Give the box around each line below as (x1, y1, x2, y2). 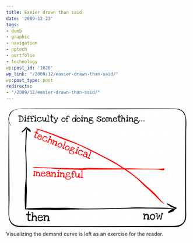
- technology (6, 58, 38, 64)
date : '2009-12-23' (6, 15, 54, 22)
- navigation (6, 40, 38, 46)
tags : (6, 22, 19, 27)
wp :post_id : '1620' (6, 65, 54, 71)
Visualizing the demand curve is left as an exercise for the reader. (6, 231, 164, 237)
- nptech (6, 47, 27, 53)
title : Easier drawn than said (6, 9, 82, 15)
